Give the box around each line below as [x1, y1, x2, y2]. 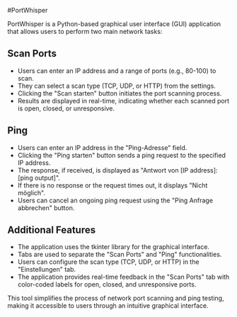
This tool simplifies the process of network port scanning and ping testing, [7, 294, 224, 303]
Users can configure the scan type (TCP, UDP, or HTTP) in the [17, 258, 200, 266]
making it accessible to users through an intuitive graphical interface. [7, 301, 209, 310]
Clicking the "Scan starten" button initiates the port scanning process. [17, 88, 222, 98]
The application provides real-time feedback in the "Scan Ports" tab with [17, 272, 230, 282]
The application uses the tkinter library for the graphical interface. [17, 243, 210, 251]
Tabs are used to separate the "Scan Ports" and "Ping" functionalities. [17, 250, 222, 259]
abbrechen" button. [17, 203, 75, 212]
